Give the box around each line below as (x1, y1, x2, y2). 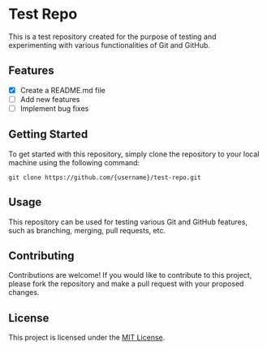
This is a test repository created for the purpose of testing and (8, 32, 217, 41)
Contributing (8, 249, 75, 262)
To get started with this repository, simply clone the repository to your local (8, 149, 260, 159)
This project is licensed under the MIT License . (8, 333, 166, 343)
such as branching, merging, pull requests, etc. (8, 225, 166, 235)
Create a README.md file (19, 85, 106, 95)
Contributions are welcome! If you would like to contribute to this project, (8, 271, 252, 280)
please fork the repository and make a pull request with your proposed (8, 279, 244, 288)
